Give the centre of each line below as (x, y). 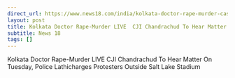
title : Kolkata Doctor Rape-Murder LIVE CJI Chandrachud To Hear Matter (117, 26)
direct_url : (24, 14)
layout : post (26, 20)
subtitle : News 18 (34, 33)
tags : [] (20, 40)
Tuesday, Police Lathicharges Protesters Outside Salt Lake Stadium (104, 67)
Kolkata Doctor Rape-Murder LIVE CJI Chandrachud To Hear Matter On (109, 59)
